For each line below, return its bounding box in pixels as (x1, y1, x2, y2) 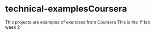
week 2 (5, 24, 20, 30)
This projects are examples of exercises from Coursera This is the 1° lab (5, 19, 151, 25)
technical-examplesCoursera (5, 3, 128, 14)
